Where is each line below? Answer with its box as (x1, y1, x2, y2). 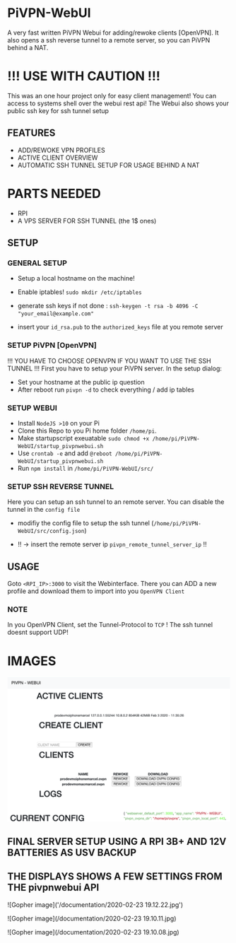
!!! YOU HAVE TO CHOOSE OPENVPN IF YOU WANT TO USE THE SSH (7, 356, 211, 365)
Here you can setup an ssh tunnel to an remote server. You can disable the (7, 498, 225, 506)
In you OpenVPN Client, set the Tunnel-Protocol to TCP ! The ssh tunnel (7, 621, 213, 629)
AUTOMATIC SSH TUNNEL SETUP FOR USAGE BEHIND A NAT (17, 160, 200, 169)
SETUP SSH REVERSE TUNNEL (7, 481, 114, 491)
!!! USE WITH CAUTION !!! (7, 69, 160, 84)
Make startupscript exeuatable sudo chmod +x (17, 433, 150, 443)
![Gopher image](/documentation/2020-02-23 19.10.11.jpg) (7, 914, 177, 922)
